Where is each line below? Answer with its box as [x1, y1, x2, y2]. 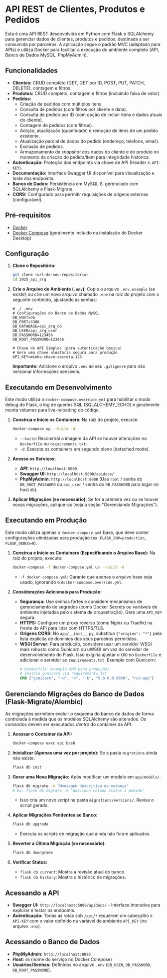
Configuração [5, 249, 49, 258]
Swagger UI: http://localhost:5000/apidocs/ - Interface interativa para [12, 902, 161, 908]
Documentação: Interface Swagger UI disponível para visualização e [12, 170, 155, 176]
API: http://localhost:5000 [19, 465, 77, 471]
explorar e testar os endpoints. [12, 907, 76, 913]
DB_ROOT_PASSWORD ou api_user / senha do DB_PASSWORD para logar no [19, 481, 159, 487]
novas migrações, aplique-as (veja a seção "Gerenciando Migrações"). [12, 501, 159, 507]
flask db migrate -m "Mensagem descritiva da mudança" [12, 783, 129, 788]
